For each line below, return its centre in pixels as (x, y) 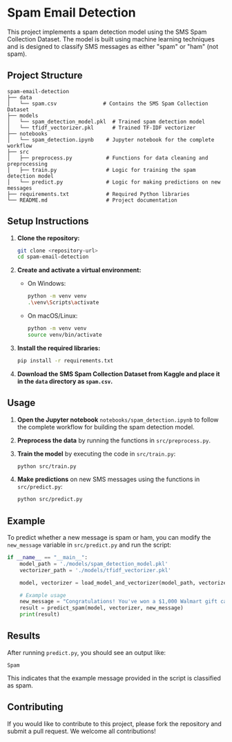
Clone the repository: (48, 238)
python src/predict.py (50, 499)
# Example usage (43, 595)
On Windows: (47, 284)
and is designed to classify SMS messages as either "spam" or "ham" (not (113, 46)
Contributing (35, 707)
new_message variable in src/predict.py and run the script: (89, 545)
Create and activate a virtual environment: (79, 270)
